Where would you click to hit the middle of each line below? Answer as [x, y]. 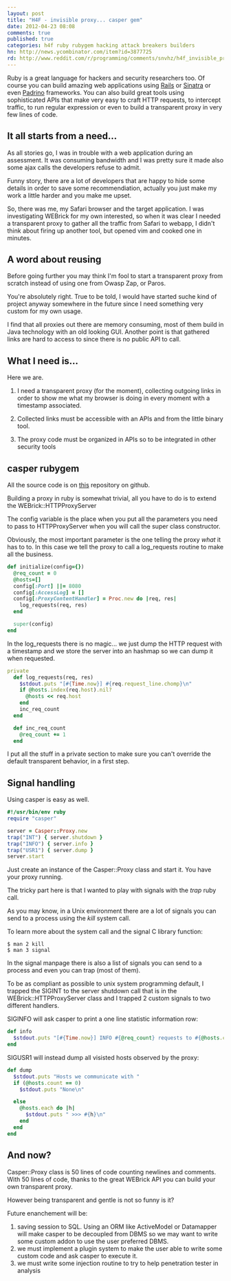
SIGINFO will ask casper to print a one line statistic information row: [102, 1019]
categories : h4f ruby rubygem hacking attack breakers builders [101, 45]
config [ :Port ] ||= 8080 [47, 586]
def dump [20, 1070]
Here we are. [25, 378]
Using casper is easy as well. [48, 800]
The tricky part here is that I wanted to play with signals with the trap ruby [112, 890]
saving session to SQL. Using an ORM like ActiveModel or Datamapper [117, 1227]
